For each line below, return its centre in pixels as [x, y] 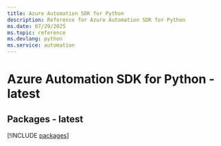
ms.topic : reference [37, 33]
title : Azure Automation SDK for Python [66, 13]
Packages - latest [45, 119]
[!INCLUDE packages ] [38, 135]
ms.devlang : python [35, 39]
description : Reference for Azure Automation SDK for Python [96, 20]
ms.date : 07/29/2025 [37, 26]
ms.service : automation [41, 45]
